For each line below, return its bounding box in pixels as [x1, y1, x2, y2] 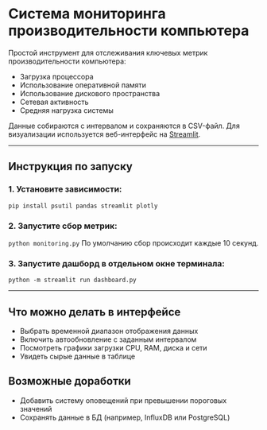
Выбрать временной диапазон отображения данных [19, 327, 199, 336]
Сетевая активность [19, 97, 89, 107]
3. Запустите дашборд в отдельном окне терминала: [8, 258, 225, 269]
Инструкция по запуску [8, 160, 133, 173]
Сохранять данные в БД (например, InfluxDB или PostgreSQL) [19, 413, 230, 422]
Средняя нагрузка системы [19, 105, 114, 115]
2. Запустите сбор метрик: [8, 220, 118, 231]
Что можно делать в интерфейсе [8, 305, 181, 319]
